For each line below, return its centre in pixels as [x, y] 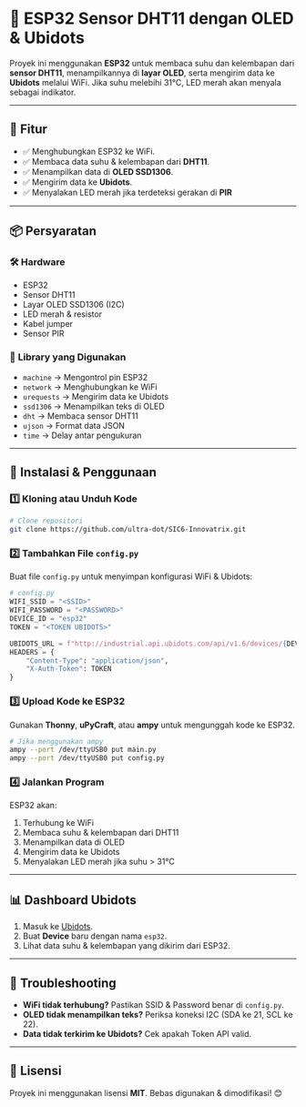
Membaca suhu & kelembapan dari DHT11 [101, 833]
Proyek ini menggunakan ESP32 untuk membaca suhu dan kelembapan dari [152, 63]
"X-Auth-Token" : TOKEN [69, 669]
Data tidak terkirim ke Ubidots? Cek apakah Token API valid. [137, 1034]
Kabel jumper [48, 324]
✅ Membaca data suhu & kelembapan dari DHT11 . [116, 161]
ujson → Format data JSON [74, 425]
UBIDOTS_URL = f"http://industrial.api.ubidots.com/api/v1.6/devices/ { [148, 644]
